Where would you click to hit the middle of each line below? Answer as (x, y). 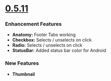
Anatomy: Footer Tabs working (44, 35)
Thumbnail (24, 74)
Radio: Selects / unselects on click (47, 45)
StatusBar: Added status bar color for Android (59, 50)
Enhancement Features (33, 24)
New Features (22, 63)
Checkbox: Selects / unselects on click (52, 40)
